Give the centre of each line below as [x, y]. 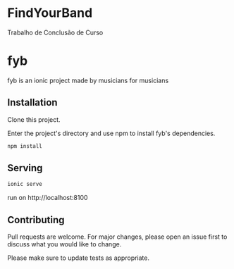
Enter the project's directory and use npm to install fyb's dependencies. [111, 133]
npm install [25, 146]
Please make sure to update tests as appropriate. [79, 258]
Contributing [36, 220]
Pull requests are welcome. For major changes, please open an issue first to [117, 237]
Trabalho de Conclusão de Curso [55, 32]
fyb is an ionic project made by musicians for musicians [88, 80]
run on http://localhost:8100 [48, 198]
